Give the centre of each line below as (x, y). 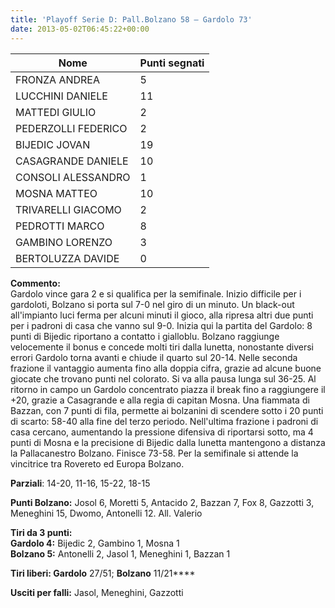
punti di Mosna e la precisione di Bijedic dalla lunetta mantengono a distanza (168, 442)
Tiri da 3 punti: (41, 532)
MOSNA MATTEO (56, 193)
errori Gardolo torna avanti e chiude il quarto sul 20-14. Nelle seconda (154, 357)
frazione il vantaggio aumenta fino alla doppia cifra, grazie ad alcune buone (166, 368)
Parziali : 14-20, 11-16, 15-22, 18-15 (80, 483)
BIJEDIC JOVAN (53, 144)
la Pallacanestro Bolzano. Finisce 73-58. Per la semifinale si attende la (154, 453)
